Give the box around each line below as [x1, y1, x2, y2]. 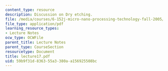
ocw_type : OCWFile [5, 35, 43, 40]
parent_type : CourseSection [5, 44, 64, 49]
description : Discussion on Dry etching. [5, 12, 93, 17]
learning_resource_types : [5, 26, 59, 31]
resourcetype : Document [5, 49, 55, 54]
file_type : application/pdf [5, 21, 64, 26]
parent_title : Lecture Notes [5, 40, 66, 45]
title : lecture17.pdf [5, 53, 50, 59]
